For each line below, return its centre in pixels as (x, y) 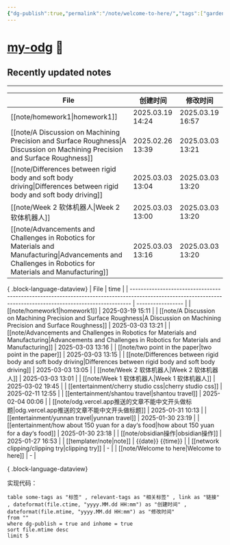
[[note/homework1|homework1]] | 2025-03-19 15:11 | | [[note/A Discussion (111, 311)
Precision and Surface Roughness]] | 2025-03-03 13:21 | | (89, 325)
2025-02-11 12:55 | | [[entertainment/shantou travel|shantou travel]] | (104, 393)
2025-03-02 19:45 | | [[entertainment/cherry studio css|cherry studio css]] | (115, 386)
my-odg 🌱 (35, 47)
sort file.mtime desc (38, 530)
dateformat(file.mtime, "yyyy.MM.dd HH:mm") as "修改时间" (91, 511)
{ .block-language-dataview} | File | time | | (68, 289)
